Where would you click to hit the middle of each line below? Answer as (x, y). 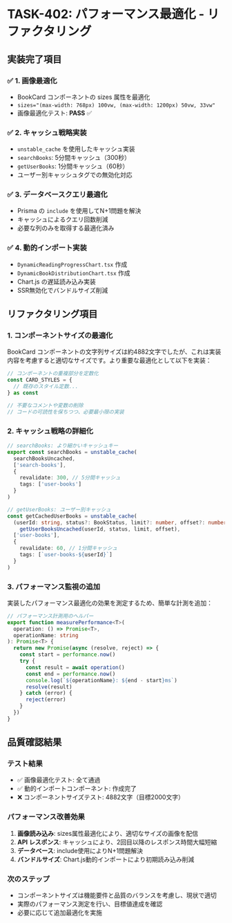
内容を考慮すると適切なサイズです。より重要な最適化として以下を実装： (109, 360)
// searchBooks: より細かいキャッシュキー (63, 446)
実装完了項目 (35, 59)
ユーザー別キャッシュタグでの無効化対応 (75, 175)
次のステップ (29, 879)
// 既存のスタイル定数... (46, 387)
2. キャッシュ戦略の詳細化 (50, 431)
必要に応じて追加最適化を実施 (59, 913)
